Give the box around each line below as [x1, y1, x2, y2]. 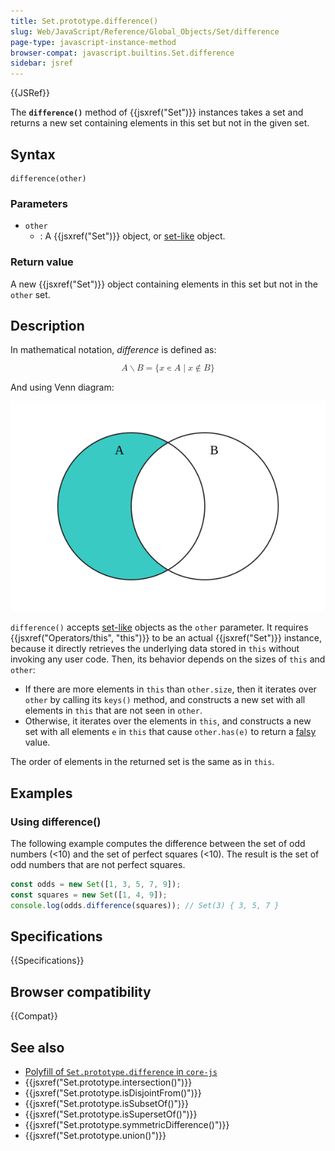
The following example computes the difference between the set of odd [10, 838, 306, 850]
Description [10, 317, 85, 334]
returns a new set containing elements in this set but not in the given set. [10, 117, 310, 129]
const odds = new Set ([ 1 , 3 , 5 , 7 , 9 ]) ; [10, 880, 182, 890]
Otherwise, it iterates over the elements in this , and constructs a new [24, 715, 312, 727]
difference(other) [10, 173, 87, 184]
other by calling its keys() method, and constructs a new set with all [24, 694, 306, 706]
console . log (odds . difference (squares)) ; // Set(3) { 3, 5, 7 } [10, 900, 280, 910]
